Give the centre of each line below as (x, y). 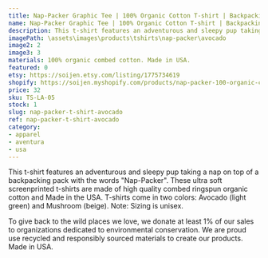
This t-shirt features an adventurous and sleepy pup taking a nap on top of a (134, 172)
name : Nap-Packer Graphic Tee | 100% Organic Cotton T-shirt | (116, 23)
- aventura (26, 142)
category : (25, 127)
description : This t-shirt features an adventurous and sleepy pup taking (135, 30)
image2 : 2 (25, 46)
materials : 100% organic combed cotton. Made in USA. (100, 61)
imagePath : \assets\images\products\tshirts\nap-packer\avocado (117, 38)
